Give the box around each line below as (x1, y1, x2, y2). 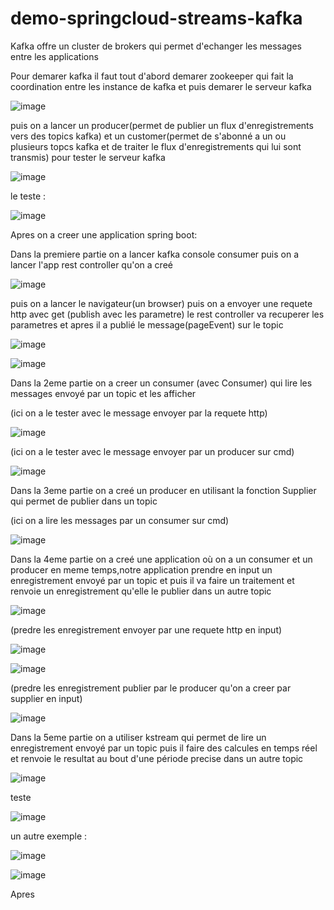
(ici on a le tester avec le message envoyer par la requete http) (10, 407, 268, 419)
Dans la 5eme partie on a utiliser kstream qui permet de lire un (10, 731, 267, 743)
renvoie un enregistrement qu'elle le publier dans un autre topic (10, 585, 272, 597)
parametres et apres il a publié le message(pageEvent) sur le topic (10, 318, 284, 331)
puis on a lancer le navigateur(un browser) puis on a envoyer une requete (10, 297, 313, 309)
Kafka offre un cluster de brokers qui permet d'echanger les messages (10, 40, 302, 52)
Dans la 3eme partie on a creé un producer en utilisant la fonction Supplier (10, 484, 317, 496)
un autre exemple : (10, 830, 88, 842)
